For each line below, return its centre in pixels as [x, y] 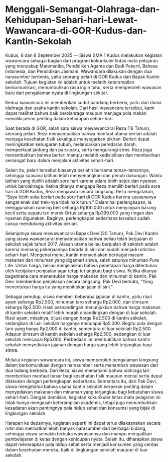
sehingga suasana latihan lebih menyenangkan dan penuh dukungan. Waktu [84, 175]
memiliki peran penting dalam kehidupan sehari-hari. [60, 118]
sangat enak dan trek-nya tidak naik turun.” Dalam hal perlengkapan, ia [78, 202]
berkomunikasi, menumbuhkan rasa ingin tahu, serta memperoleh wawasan [83, 87]
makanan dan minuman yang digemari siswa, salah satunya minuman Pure [82, 260]
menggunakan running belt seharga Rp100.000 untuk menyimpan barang [81, 207]
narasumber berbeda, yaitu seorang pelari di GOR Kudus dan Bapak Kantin [82, 76]
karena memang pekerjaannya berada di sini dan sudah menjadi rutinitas [80, 249]
